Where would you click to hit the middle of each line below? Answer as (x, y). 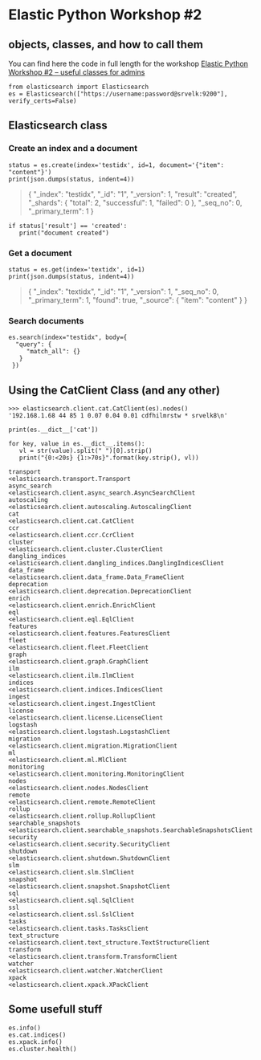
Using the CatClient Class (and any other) (114, 390)
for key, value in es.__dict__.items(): (77, 444)
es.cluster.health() (43, 1049)
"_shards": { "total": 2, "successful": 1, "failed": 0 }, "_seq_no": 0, (135, 202)
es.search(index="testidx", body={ (68, 338)
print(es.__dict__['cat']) (53, 430)
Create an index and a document (73, 149)
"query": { (34, 344)
